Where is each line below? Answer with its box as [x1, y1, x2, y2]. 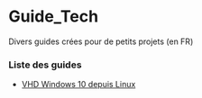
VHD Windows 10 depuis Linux [21, 79, 136, 90]
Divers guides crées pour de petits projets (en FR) [8, 36, 194, 47]
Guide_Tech [8, 6, 99, 27]
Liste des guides [8, 58, 82, 71]
